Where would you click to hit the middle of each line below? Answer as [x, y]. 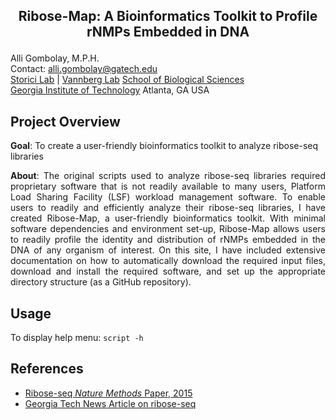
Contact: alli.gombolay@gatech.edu [84, 69]
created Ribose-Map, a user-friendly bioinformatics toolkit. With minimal [168, 218]
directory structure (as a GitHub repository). [101, 282]
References [47, 369]
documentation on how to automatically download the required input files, [168, 261]
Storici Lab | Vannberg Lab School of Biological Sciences [127, 80]
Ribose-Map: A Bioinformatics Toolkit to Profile [168, 16]
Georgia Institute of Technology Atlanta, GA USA [110, 90]
